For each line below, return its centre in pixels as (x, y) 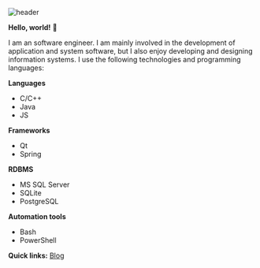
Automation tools (37, 216)
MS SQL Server (45, 184)
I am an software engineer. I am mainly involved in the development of (122, 43)
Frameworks (29, 130)
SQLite (30, 193)
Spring (30, 154)
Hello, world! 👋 (33, 27)
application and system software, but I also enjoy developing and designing (131, 51)
